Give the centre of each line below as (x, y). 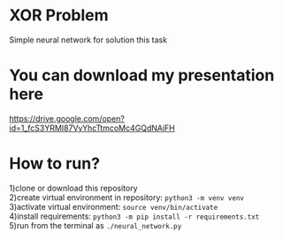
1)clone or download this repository (74, 188)
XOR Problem (59, 15)
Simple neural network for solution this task (88, 40)
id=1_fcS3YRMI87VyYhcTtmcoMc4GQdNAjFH (92, 128)
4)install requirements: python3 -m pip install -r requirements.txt (134, 216)
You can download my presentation (142, 75)
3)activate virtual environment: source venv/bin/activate (114, 206)
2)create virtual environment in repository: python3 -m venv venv (127, 197)
